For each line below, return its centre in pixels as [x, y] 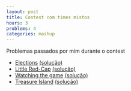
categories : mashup [31, 34]
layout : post [23, 12]
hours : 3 [17, 23]
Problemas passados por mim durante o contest [65, 51]
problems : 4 [21, 28]
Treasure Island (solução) [47, 82]
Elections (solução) [39, 63]
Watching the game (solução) [51, 75]
